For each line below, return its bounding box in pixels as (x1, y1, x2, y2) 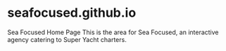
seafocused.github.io (7, 5, 137, 21)
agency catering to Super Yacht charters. (7, 35, 127, 43)
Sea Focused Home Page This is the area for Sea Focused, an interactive (7, 28, 220, 36)
